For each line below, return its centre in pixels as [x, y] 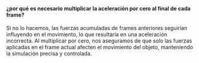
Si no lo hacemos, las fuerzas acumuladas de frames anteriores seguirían [97, 28]
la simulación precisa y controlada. [49, 53]
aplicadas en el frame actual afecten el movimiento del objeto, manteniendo [100, 47]
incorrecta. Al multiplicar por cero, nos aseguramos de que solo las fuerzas [99, 41]
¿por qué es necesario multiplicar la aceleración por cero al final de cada [98, 8]
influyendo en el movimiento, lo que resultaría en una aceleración [87, 34]
